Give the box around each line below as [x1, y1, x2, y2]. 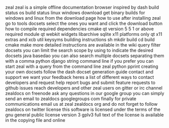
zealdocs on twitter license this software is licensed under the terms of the [5, 106, 160, 112]
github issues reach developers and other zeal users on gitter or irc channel [5, 85, 163, 91]
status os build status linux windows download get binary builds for [5, 10, 145, 16]
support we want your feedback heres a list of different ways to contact [5, 74, 154, 80]
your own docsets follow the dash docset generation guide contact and [5, 69, 154, 75]
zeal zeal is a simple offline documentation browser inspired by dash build [5, 5, 159, 10]
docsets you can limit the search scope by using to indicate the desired [5, 48, 154, 53]
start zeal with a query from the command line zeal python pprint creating [5, 63, 158, 69]
